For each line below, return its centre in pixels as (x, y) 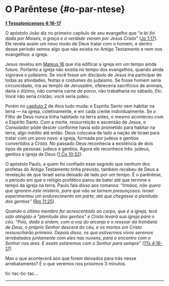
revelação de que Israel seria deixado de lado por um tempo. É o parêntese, (84, 174)
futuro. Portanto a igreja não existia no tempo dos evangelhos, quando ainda (84, 69)
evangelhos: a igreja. (27, 54)
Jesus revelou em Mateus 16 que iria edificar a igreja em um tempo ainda (81, 64)
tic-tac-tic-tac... (22, 273)
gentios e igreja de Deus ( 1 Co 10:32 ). (44, 154)
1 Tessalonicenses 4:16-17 (33, 23)
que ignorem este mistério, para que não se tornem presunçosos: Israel (79, 190)
